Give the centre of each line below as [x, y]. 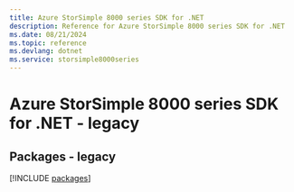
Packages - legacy [62, 156]
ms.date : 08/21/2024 [48, 34]
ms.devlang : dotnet [46, 51]
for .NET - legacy [75, 123]
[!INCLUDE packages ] [50, 178]
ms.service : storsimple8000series [75, 59]
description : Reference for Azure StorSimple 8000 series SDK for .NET [147, 26]
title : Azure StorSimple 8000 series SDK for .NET [107, 18]
